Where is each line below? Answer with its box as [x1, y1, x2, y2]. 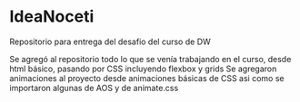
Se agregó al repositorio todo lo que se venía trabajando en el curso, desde [9, 53, 292, 64]
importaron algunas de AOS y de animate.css [9, 82, 179, 93]
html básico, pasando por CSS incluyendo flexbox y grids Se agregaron [9, 63, 277, 74]
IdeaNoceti [9, 6, 95, 27]
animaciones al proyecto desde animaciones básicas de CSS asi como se [9, 72, 285, 83]
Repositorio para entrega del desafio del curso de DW [9, 36, 211, 47]
